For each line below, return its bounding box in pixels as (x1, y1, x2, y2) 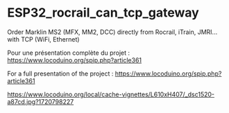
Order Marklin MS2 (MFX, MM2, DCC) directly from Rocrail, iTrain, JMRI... (7, 28, 218, 36)
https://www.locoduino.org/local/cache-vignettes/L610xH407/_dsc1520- (7, 90, 215, 98)
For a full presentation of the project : (7, 69, 114, 78)
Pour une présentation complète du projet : (7, 49, 130, 57)
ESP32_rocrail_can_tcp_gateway (7, 5, 199, 21)
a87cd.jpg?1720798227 (7, 97, 74, 105)
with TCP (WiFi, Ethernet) (7, 35, 80, 43)
